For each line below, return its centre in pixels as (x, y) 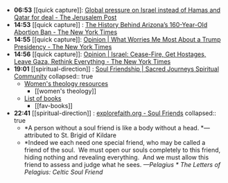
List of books (43, 98)
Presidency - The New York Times (63, 47)
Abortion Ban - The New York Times (65, 32)
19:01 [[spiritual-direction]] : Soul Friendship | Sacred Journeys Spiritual (116, 69)
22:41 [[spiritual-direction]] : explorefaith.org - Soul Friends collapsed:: (115, 113)
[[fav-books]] (53, 106)
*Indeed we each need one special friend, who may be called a (115, 142)
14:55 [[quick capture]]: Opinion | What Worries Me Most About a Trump (117, 40)
